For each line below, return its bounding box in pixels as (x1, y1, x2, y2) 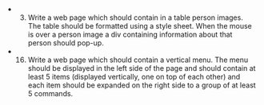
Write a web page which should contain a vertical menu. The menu (27, 55, 249, 64)
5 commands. (27, 89, 74, 98)
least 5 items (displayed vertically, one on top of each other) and (27, 72, 241, 81)
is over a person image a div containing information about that (27, 29, 233, 39)
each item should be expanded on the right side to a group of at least (27, 80, 256, 90)
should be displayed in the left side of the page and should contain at (27, 64, 256, 72)
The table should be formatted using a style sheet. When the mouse (27, 21, 252, 30)
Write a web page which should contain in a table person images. (27, 13, 244, 22)
